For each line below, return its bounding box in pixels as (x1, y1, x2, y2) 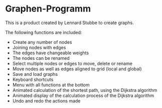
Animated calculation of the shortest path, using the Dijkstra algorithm (12, 87, 157, 93)
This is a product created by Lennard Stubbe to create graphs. (5, 20, 134, 26)
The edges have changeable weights (12, 50, 89, 56)
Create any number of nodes (12, 39, 72, 45)
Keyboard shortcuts (12, 76, 54, 82)
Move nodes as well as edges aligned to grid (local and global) (12, 66, 142, 72)
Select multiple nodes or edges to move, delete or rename (12, 60, 133, 66)
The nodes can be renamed (12, 55, 70, 61)
